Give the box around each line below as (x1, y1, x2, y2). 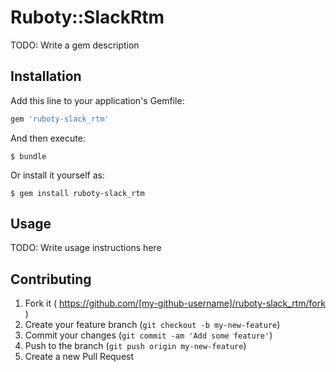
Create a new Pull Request (24, 351, 135, 363)
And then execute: (10, 132, 86, 144)
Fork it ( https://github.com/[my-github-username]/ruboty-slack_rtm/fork (24, 297, 326, 310)
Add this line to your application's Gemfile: (10, 94, 185, 106)
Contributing (10, 271, 92, 288)
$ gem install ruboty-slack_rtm (10, 188, 145, 198)
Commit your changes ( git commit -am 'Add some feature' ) (24, 329, 273, 341)
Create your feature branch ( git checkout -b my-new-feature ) (24, 319, 281, 331)
